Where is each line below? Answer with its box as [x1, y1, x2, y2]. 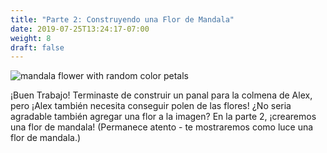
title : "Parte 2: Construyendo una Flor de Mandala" [10, 14, 235, 25]
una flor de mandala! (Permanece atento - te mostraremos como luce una [10, 121, 314, 133]
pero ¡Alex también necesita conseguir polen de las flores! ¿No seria [10, 100, 292, 112]
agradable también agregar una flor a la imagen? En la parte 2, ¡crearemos [10, 111, 317, 123]
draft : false [10, 42, 65, 53]
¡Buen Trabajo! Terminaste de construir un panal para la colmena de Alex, [10, 89, 313, 101]
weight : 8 [10, 33, 52, 43]
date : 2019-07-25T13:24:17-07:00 [10, 24, 150, 34]
